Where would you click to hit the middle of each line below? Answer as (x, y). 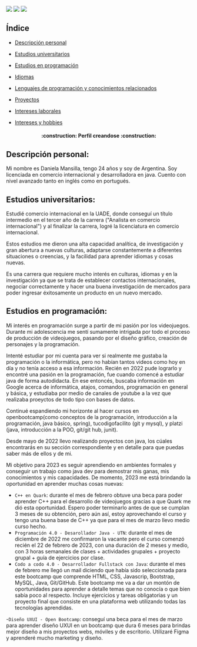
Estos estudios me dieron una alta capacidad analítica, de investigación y (95, 244)
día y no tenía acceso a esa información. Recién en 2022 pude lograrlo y (94, 368)
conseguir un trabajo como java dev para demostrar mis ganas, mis (88, 471)
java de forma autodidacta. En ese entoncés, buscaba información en (90, 380)
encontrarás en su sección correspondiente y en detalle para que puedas (95, 447)
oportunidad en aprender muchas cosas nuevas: (65, 483)
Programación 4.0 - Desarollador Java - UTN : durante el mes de (93, 532)
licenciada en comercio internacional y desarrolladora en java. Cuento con (96, 175)
